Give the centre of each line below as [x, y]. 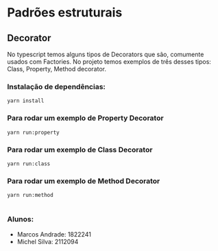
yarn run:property [33, 132]
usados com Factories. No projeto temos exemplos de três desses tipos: [109, 62]
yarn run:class [29, 164]
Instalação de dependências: [57, 86]
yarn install [26, 101]
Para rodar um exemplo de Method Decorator [84, 181]
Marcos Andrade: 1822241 [54, 234]
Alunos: [21, 219]
